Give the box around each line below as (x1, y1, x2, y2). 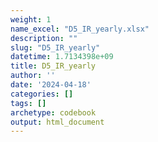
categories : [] (10, 89, 74, 99)
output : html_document (10, 117, 105, 127)
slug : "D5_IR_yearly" (10, 42, 101, 53)
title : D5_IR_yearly (10, 61, 97, 71)
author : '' (10, 71, 56, 81)
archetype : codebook (10, 107, 97, 118)
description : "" (10, 33, 78, 43)
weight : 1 (10, 14, 52, 25)
